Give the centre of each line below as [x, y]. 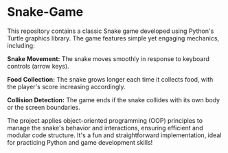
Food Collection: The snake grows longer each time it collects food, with [110, 79]
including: [21, 45]
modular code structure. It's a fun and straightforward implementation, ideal [114, 135]
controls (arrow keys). [38, 66]
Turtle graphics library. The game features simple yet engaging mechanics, [113, 38]
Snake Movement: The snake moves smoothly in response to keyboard [108, 58]
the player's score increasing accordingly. [66, 86]
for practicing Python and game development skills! [80, 142]
